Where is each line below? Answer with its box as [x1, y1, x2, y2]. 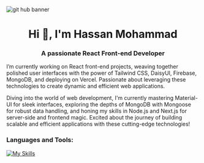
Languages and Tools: [6, 135, 74, 144]
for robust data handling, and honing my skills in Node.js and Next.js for [6, 107, 187, 115]
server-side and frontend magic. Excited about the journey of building [6, 114, 183, 121]
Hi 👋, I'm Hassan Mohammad [28, 28, 178, 41]
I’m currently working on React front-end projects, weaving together [6, 63, 179, 70]
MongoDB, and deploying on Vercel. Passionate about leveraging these [6, 76, 186, 83]
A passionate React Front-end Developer [40, 49, 165, 58]
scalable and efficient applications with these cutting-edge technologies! [6, 120, 191, 128]
